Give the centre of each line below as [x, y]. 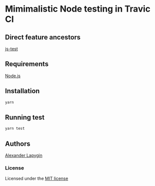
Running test [25, 117]
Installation [22, 91]
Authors [18, 144]
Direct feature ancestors [43, 37]
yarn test [15, 129]
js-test [11, 49]
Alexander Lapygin [24, 155]
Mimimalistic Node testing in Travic [78, 9]
